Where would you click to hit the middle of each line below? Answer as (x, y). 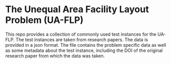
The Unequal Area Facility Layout (77, 9)
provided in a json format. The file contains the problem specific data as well (86, 45)
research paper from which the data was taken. (55, 56)
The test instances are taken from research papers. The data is (82, 40)
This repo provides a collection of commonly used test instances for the (81, 34)
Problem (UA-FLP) (44, 20)
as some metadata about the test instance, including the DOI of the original (84, 50)
